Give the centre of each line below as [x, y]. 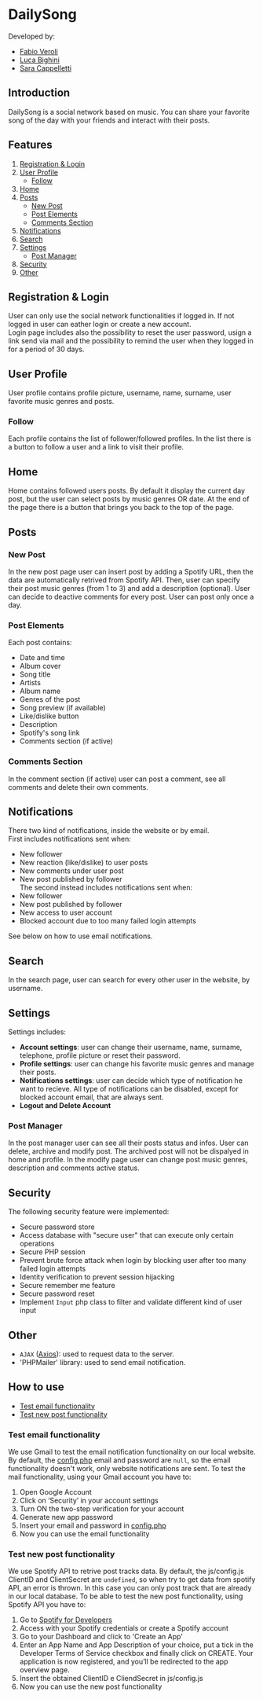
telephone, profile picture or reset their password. [100, 1055]
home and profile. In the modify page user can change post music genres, [128, 1160]
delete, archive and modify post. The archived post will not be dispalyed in [129, 1151]
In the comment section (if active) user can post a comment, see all [117, 779]
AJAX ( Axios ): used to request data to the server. [97, 1354]
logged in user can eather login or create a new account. [100, 325]
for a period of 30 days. [46, 349]
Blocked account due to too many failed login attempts [108, 921]
